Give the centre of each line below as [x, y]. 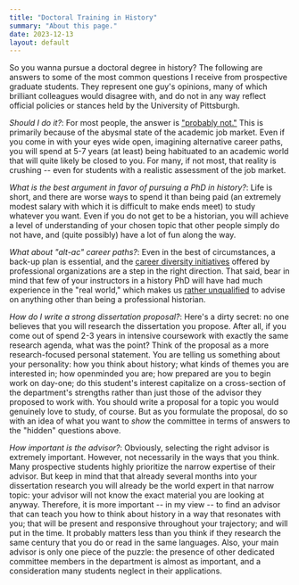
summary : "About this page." [63, 26]
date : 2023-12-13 [42, 34]
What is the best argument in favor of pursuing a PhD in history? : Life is [141, 187]
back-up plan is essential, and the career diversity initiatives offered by [140, 262]
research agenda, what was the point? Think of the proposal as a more [139, 345]
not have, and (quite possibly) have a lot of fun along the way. [123, 235]
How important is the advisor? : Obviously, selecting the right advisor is [139, 448]
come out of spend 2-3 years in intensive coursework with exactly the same [149, 336]
